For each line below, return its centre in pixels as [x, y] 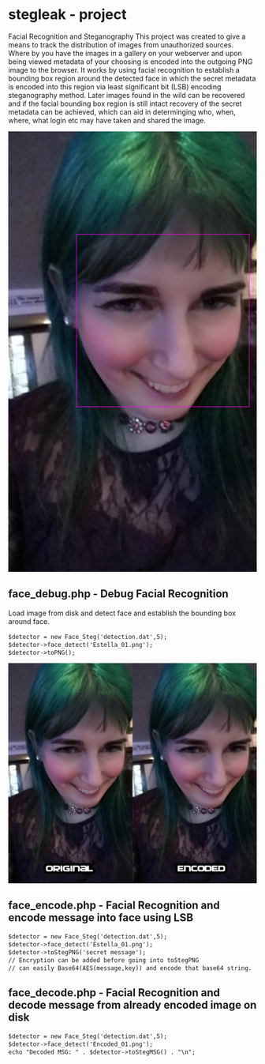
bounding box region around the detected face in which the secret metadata [132, 78]
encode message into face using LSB [101, 917]
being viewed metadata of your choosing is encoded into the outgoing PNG [131, 62]
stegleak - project [67, 15]
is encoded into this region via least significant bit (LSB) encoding [115, 86]
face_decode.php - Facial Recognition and [114, 993]
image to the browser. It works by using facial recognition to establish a [124, 70]
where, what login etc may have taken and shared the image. [107, 120]
